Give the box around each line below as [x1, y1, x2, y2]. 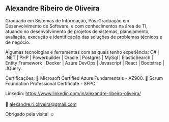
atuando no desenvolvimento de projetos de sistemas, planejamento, [5, 28, 150, 35]
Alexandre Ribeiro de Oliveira [5, 4, 100, 13]
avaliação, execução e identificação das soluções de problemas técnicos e [5, 34, 163, 40]
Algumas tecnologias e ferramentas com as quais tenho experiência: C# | [5, 49, 159, 55]
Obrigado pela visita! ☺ [5, 111, 55, 117]
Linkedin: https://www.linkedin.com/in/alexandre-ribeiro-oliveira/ [5, 90, 141, 96]
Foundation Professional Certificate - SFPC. [5, 80, 97, 86]
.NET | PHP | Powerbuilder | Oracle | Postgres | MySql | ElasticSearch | [5, 54, 154, 60]
